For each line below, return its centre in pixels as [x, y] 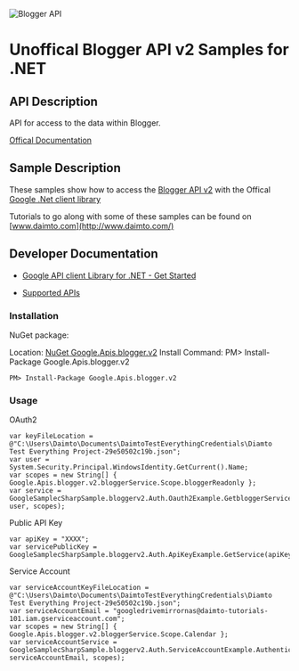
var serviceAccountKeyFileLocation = [79, 588]
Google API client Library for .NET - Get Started [109, 275]
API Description [53, 101]
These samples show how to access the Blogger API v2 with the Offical [140, 189]
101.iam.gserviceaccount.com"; [67, 619]
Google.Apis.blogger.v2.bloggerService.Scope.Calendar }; [119, 634]
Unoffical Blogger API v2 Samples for [149, 50]
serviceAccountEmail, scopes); [67, 658]
